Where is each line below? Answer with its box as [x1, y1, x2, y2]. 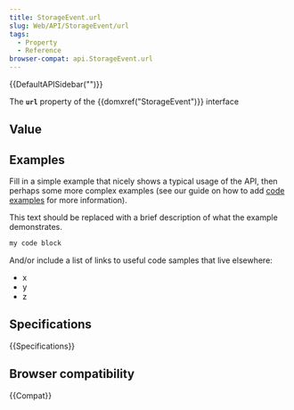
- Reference [17, 46, 62, 55]
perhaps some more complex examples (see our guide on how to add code [9, 185, 285, 196]
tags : [9, 29, 29, 38]
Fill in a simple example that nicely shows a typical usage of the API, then [9, 176, 278, 187]
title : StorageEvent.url [9, 12, 102, 22]
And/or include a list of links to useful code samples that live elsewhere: [9, 255, 274, 266]
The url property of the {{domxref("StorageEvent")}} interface [9, 96, 239, 107]
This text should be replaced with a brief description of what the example [9, 212, 278, 223]
